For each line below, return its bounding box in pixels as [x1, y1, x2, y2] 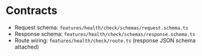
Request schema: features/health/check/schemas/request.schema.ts [14, 24, 189, 31]
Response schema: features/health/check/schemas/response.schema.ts [14, 30, 196, 37]
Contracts [5, 4, 58, 18]
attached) [14, 43, 39, 51]
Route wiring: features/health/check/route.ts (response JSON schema [14, 37, 196, 44]
